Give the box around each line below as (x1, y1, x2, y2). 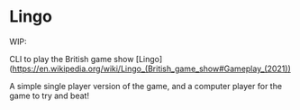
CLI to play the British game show (9, 53, 134, 64)
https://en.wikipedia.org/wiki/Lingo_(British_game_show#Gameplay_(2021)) (12, 63, 291, 74)
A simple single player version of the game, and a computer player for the (9, 80, 282, 91)
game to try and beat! (9, 90, 90, 101)
